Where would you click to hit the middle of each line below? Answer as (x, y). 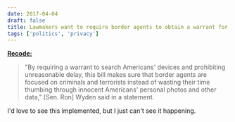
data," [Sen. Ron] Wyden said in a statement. (89, 97)
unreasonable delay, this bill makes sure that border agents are (116, 75)
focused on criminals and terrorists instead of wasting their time (117, 83)
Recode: (20, 54)
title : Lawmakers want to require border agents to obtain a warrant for (118, 27)
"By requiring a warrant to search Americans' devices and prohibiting (125, 67)
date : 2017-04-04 (33, 14)
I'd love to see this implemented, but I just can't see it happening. (102, 111)
